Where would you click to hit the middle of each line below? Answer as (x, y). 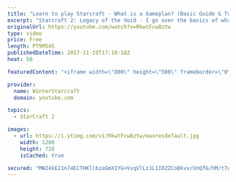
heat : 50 (20, 59)
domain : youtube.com (44, 98)
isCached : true (42, 155)
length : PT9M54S (31, 46)
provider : (22, 85)
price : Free (25, 40)
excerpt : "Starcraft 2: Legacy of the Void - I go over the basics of (113, 20)
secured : (20, 168)
